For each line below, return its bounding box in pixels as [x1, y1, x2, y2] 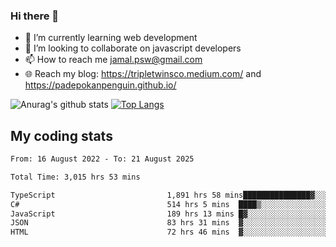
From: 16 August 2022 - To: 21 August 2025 [10, 154, 195, 164]
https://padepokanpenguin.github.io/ [24, 79, 177, 91]
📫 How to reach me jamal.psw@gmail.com [24, 54, 203, 66]
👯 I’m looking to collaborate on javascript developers [24, 42, 242, 54]
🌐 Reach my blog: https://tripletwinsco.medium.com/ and [24, 68, 262, 80]
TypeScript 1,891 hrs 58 [10, 190, 222, 200]
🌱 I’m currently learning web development [24, 32, 198, 44]
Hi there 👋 [10, 9, 60, 23]
